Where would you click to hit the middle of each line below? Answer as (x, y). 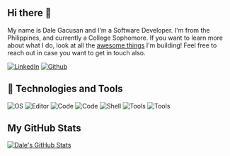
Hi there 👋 (29, 13)
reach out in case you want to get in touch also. (77, 52)
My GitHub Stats (44, 128)
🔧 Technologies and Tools (65, 89)
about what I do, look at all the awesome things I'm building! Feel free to (112, 45)
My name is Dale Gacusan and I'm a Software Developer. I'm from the (109, 30)
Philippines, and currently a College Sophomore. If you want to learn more (115, 38)
